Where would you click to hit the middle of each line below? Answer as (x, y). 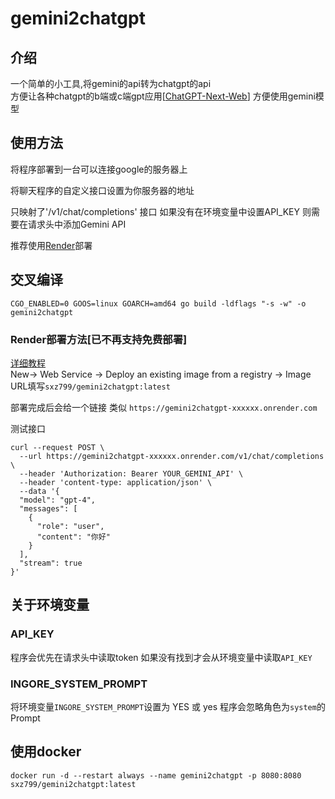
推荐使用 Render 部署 (51, 245)
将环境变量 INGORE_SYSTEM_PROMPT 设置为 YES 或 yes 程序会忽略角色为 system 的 (168, 706)
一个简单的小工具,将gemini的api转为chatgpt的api (111, 83)
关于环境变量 (50, 605)
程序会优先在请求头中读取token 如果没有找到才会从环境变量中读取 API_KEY (161, 657)
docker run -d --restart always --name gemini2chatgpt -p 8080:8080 (156, 775)
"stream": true (51, 563)
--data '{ (39, 491)
